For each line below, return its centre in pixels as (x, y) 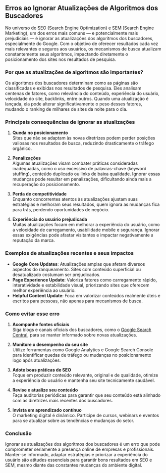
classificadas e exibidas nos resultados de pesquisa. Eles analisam (73, 88)
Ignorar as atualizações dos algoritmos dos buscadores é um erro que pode (83, 444)
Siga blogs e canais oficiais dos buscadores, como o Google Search (82, 330)
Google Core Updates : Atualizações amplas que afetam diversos (79, 264)
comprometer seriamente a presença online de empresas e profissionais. (80, 449)
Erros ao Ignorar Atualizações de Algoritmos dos (82, 8)
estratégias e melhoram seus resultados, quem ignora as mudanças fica (86, 204)
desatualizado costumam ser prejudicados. (56, 275)
